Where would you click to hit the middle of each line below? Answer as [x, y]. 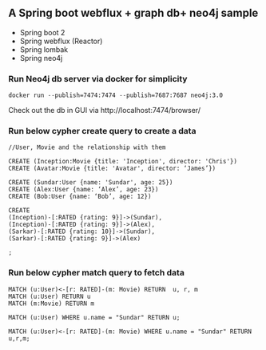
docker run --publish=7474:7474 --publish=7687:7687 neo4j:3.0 [116, 95]
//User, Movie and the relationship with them [87, 147]
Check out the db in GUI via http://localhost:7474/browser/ [105, 111]
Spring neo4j [41, 58]
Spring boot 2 [42, 32]
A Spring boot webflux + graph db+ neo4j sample [133, 13]
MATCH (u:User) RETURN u [50, 296]
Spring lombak [44, 49]
